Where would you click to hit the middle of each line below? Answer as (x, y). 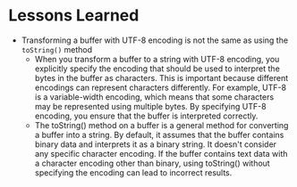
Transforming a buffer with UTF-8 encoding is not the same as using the (154, 40)
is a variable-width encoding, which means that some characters (154, 97)
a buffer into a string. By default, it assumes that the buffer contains (159, 134)
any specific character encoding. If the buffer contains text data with (161, 153)
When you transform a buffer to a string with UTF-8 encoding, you (157, 59)
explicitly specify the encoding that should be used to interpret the (157, 69)
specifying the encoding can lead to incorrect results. (133, 172)
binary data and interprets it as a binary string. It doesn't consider (156, 144)
